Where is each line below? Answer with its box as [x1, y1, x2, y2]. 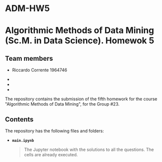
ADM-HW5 [5, 3, 50, 14]
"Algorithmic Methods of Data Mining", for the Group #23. [5, 101, 120, 107]
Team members [5, 54, 53, 63]
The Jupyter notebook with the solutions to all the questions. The [24, 147, 154, 152]
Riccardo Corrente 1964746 [12, 67, 68, 73]
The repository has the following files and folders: [5, 128, 104, 134]
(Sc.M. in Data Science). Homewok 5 [5, 35, 155, 46]
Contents [5, 115, 34, 123]
